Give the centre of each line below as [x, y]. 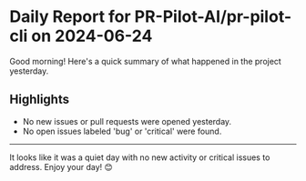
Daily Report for [70, 17]
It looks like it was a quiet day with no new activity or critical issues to [140, 157]
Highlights [40, 100]
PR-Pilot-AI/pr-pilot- [213, 17]
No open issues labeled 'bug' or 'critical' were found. [122, 131]
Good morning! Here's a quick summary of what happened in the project [146, 61]
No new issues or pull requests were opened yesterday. [127, 121]
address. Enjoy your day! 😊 [61, 166]
